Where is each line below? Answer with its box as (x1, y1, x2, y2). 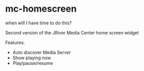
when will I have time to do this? (5, 20, 72, 26)
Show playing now (12, 54, 52, 61)
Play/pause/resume (12, 60, 53, 66)
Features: (5, 39, 25, 46)
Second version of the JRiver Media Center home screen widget (5, 29, 139, 35)
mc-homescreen (5, 3, 77, 15)
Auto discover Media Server (12, 49, 71, 55)
